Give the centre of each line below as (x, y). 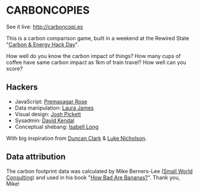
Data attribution (36, 157)
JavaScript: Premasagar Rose (51, 101)
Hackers (22, 87)
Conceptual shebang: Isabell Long (57, 127)
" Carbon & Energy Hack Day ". (42, 44)
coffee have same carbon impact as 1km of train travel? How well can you (96, 62)
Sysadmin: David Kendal (45, 120)
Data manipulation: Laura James (54, 108)
